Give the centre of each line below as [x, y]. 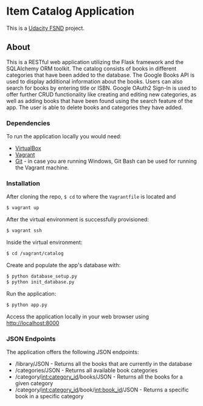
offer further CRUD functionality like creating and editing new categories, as [101, 94]
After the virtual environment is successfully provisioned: [77, 219]
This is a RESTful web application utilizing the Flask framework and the [95, 62]
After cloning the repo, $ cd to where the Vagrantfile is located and [91, 197]
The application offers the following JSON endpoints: [73, 352]
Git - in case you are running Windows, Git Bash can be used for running [106, 161]
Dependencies [28, 123]
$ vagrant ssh [24, 231]
